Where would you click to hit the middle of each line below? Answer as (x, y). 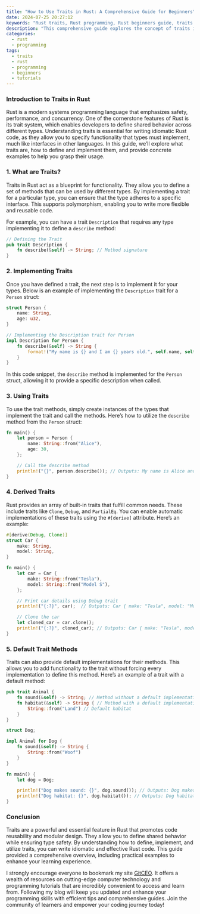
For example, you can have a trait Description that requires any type (90, 222)
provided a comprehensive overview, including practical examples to (90, 855)
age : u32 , (29, 319)
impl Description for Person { (45, 341)
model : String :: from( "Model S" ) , (69, 584)
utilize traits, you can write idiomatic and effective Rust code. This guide (94, 849)
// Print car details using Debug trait (68, 601)
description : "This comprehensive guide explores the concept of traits (98, 28)
